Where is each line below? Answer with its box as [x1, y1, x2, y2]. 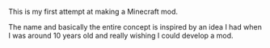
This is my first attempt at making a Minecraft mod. [8, 7, 179, 16]
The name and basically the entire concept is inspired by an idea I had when [8, 22, 263, 31]
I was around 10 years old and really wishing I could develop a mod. [8, 31, 234, 40]
